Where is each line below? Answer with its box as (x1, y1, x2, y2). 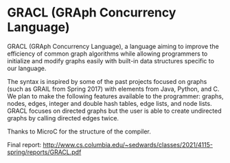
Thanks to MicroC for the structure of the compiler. (7, 127, 151, 135)
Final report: (7, 140, 42, 149)
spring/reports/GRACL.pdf (7, 148, 82, 156)
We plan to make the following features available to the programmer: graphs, (7, 91, 224, 100)
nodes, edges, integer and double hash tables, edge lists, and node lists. (7, 99, 212, 107)
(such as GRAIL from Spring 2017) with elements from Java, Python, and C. (7, 85, 220, 93)
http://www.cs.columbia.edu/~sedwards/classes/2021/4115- (43, 140, 213, 149)
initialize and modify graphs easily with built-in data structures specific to (7, 56, 215, 65)
